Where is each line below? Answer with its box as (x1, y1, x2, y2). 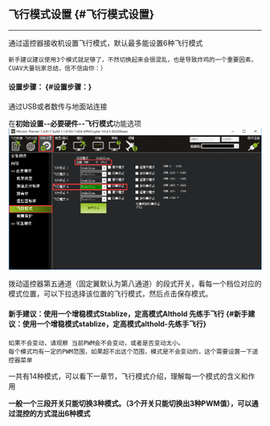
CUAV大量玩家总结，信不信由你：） (8, 64, 107, 72)
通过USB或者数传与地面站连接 (8, 101, 108, 111)
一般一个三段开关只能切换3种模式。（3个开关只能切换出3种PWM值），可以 (8, 398, 252, 408)
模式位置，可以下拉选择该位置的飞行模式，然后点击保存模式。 (8, 289, 213, 299)
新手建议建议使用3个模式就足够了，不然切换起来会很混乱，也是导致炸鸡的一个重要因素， (8, 56, 257, 64)
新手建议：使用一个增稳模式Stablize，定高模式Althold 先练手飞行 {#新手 (8, 308, 248, 318)
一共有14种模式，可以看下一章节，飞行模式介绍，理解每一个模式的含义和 (8, 371, 248, 381)
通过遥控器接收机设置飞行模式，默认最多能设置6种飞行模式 (8, 38, 203, 48)
